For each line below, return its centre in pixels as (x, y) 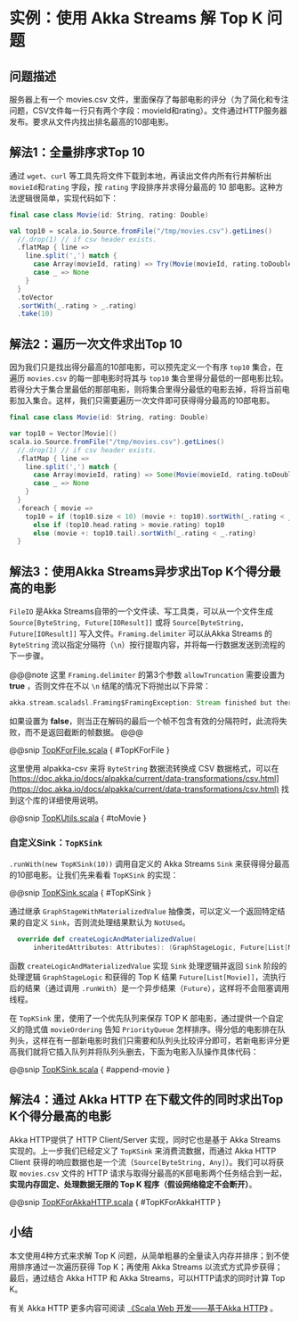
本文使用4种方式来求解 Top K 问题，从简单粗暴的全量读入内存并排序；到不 (145, 1255)
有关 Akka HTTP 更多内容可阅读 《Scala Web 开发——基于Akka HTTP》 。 (144, 1308)
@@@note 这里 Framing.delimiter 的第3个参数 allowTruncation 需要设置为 (147, 675)
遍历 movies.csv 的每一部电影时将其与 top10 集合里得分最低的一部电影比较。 (149, 378)
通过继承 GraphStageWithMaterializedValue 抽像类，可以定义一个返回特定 (143, 912)
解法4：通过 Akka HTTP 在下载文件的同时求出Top (146, 1099)
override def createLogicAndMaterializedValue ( (107, 939)
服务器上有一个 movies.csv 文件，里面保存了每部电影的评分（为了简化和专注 (149, 99)
